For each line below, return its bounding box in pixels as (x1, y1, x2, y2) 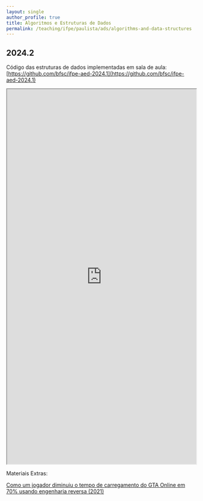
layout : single (6, 8, 44, 15)
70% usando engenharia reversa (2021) (6, 488, 105, 495)
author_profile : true (6, 14, 61, 20)
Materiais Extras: (6, 470, 48, 477)
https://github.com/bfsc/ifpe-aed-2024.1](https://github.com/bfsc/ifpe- (8, 70, 184, 77)
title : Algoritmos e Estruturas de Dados (6, 20, 112, 26)
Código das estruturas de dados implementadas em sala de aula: (6, 64, 167, 71)
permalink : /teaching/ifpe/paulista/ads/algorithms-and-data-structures (6, 25, 192, 32)
